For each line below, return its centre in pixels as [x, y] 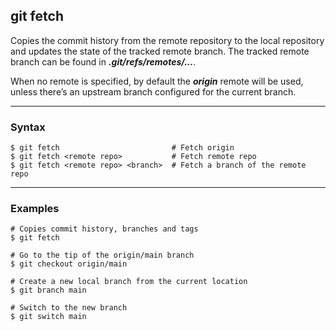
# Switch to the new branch [69, 308]
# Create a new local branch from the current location [129, 282]
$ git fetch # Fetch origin [122, 148]
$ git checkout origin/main [69, 264]
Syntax [28, 127]
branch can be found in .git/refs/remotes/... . [103, 61]
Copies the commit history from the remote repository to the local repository [167, 40]
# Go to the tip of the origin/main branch [102, 255]
